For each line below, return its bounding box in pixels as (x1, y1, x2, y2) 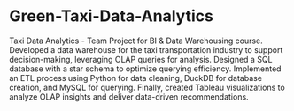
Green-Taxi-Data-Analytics (9, 6, 214, 26)
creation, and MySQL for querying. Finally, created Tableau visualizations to (9, 82, 285, 92)
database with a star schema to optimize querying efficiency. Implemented (9, 63, 282, 74)
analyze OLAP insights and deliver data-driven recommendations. (9, 91, 250, 102)
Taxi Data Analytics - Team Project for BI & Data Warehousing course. (9, 35, 263, 46)
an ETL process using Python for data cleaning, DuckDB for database (9, 72, 263, 83)
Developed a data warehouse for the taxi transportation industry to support (9, 44, 283, 55)
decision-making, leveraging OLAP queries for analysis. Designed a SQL (9, 54, 273, 64)
